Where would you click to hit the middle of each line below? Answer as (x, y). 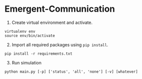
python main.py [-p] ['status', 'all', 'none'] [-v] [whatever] (71, 72)
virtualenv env (20, 31)
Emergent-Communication (60, 9)
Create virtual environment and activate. (52, 22)
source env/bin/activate (30, 36)
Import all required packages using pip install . (60, 44)
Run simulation (27, 62)
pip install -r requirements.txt (39, 54)
